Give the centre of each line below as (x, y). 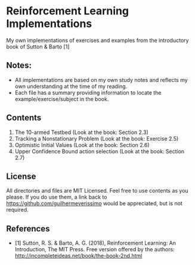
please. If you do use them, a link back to (57, 197)
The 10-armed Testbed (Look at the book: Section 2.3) (82, 132)
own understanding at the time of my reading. (71, 86)
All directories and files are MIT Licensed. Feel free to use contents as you (97, 191)
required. (17, 210)
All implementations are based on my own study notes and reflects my (101, 80)
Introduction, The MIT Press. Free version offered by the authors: (95, 249)
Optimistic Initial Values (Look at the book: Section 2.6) (82, 145)
